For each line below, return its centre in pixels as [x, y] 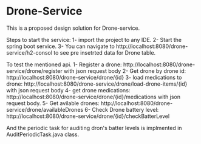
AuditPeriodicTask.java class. [43, 134]
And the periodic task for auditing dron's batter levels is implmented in [94, 128]
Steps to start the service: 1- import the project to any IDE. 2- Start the [94, 39]
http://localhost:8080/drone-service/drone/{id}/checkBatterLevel [88, 116]
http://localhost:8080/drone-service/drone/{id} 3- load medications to [94, 77]
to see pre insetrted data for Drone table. [105, 52]
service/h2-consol [29, 52]
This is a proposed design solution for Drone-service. [73, 28]
